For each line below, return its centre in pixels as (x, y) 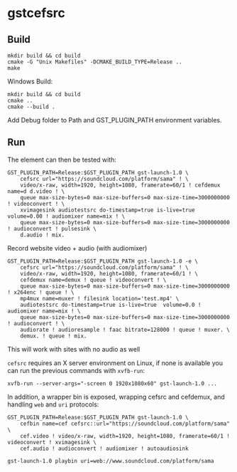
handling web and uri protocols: (53, 404)
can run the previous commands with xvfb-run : (76, 370)
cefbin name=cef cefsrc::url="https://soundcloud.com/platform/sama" (125, 424)
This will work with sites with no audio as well (74, 349)
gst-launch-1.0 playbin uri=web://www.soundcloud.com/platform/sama (111, 461)
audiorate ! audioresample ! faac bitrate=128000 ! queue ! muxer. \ (125, 330)
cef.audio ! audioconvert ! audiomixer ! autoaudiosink (105, 449)
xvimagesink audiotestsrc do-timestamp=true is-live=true (108, 210)
